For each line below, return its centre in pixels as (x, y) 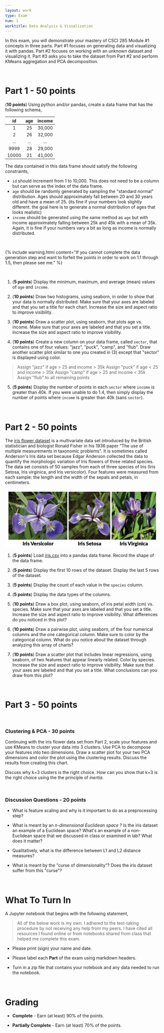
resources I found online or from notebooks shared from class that (84, 934)
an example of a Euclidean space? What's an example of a (71, 831)
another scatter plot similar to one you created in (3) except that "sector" (85, 353)
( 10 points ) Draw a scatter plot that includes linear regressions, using (82, 654)
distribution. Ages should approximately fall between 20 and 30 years (82, 196)
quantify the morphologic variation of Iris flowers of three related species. (80, 462)
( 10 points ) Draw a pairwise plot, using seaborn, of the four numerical (82, 629)
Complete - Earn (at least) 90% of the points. (58, 1016)
